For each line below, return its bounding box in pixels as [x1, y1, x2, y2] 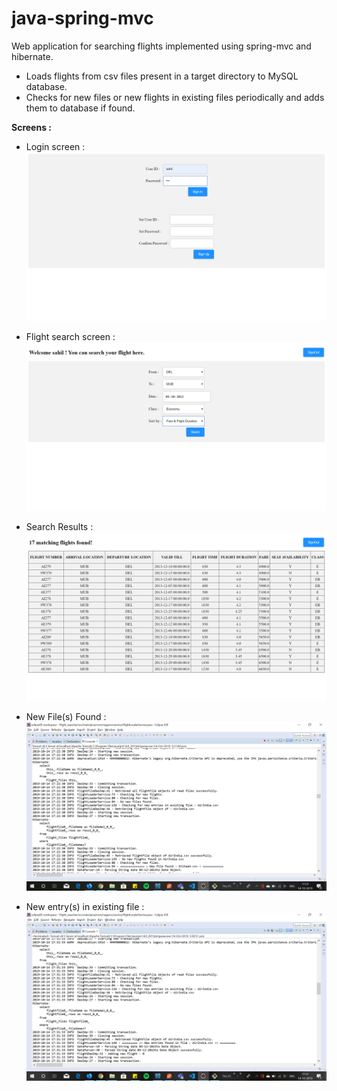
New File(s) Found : [25, 711, 107, 723]
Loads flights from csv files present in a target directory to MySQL [25, 70, 299, 82]
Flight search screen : [25, 331, 116, 343]
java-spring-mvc [11, 7, 154, 30]
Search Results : [25, 521, 94, 533]
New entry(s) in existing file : [25, 901, 145, 913]
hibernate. [11, 50, 54, 62]
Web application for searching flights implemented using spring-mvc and [11, 40, 312, 52]
